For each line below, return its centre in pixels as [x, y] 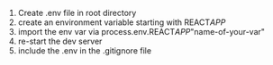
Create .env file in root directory [77, 13]
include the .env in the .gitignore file [84, 51]
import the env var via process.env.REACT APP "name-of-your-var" [141, 32]
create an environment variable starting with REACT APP [122, 22]
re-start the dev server [60, 41]
